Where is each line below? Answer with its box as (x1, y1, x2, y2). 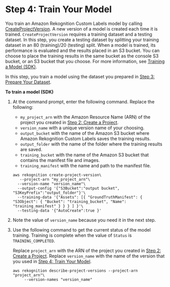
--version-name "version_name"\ (17, 181, 86, 186)
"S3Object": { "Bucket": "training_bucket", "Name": (12, 199, 127, 204)
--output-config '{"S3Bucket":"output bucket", (17, 186, 120, 191)
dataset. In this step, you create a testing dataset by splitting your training (5, 37, 159, 43)
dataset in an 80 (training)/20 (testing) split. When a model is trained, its (5, 42, 156, 48)
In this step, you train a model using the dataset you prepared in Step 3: (5, 73, 155, 79)
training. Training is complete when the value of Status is (12, 232, 132, 238)
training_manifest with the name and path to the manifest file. (20, 162, 151, 168)
